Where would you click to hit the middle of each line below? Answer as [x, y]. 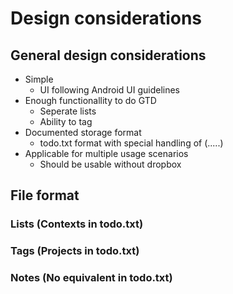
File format [45, 195]
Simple [39, 79]
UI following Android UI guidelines [109, 90]
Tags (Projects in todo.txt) [75, 251]
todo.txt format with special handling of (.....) [131, 143]
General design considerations [108, 55]
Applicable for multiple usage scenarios [106, 153]
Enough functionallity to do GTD [90, 100]
